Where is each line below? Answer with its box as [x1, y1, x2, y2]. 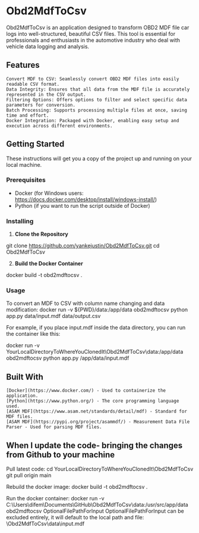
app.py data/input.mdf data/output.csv [6, 313, 101, 320]
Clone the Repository [14, 230, 68, 238]
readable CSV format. [6, 81, 60, 87]
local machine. [6, 161, 42, 168]
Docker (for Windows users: [14, 189, 84, 197]
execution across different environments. [6, 123, 113, 129]
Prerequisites [6, 176, 46, 184]
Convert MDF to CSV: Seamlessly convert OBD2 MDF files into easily [6, 76, 179, 82]
